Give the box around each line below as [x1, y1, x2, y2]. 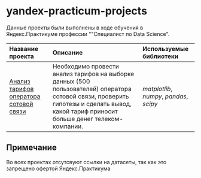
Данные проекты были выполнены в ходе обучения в [6, 24, 144, 31]
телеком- [95, 114, 124, 123]
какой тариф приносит [52, 107, 118, 115]
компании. [52, 122, 84, 130]
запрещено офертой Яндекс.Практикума [6, 165, 111, 172]
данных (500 [52, 77, 90, 85]
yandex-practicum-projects [6, 4, 148, 18]
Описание [52, 48, 83, 56]
